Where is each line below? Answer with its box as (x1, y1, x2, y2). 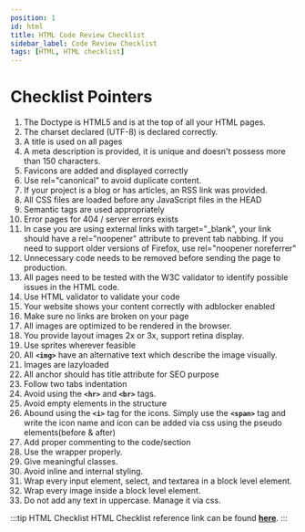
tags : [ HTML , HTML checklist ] (10, 47, 126, 57)
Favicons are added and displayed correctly (23, 165, 189, 176)
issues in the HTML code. (23, 282, 120, 293)
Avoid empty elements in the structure (23, 398, 168, 409)
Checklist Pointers (10, 87, 153, 108)
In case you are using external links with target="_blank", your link (23, 224, 272, 235)
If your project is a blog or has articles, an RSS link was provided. (23, 184, 268, 196)
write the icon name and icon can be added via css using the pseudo (23, 417, 283, 429)
